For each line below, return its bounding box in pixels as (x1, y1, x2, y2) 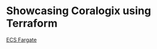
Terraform (6, 17, 58, 30)
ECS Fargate (6, 36, 37, 43)
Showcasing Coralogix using (6, 4, 151, 18)
